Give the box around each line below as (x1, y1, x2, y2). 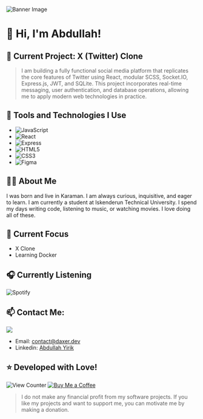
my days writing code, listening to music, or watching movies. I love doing (6, 205, 191, 212)
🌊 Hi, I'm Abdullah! (6, 27, 102, 41)
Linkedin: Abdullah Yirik (15, 344, 75, 351)
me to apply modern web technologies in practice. (21, 93, 147, 100)
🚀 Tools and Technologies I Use (6, 110, 127, 120)
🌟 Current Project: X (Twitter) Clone (6, 51, 144, 61)
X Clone (15, 245, 35, 252)
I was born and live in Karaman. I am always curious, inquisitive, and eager (6, 192, 193, 199)
